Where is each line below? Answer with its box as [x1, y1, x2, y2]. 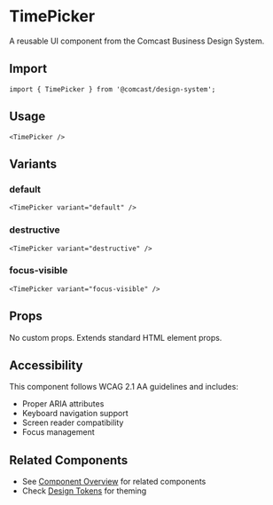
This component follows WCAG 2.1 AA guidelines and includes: [9, 382, 239, 392]
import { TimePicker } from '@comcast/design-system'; [9, 84, 216, 94]
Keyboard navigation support [21, 408, 129, 419]
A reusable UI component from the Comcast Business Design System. [9, 36, 265, 46]
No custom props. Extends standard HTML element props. [9, 332, 222, 343]
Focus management [21, 427, 95, 438]
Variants [9, 156, 58, 171]
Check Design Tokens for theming [21, 485, 147, 496]
